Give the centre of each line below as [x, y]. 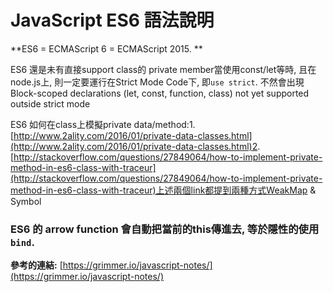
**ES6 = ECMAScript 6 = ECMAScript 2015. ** [106, 48]
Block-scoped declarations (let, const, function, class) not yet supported [160, 93]
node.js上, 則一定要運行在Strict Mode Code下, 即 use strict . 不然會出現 [157, 82]
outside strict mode [50, 103]
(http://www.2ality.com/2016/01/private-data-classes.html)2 [134, 146]
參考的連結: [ [36, 265]
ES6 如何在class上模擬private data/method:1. [103, 124]
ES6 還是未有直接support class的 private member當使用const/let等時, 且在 [163, 69]
